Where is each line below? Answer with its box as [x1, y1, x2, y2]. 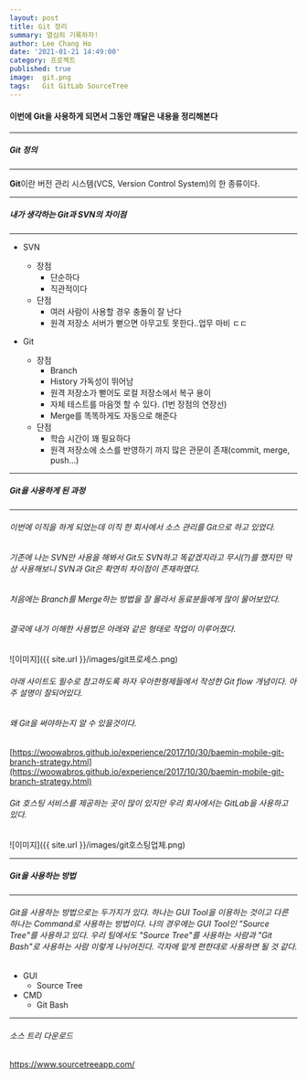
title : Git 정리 [9, 22, 68, 31]
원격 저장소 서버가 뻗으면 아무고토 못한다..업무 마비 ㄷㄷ [49, 317, 249, 328]
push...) [49, 454, 79, 465]
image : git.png [9, 73, 71, 82]
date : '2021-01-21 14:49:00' [9, 48, 121, 57]
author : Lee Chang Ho [9, 38, 92, 48]
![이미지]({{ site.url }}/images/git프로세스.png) [9, 653, 178, 664]
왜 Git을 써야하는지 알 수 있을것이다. [9, 717, 137, 728]
